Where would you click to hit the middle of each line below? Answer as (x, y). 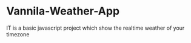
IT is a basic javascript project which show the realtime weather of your (95, 28)
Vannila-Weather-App (63, 11)
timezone (18, 34)
